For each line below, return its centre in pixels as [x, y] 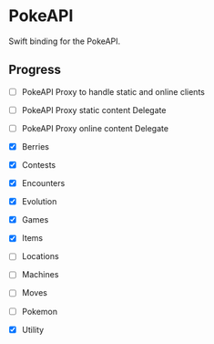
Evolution [39, 202]
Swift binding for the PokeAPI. [65, 41]
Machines [40, 275]
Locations [41, 256]
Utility [33, 329]
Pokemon [40, 311]
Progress [35, 70]
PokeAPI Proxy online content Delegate [95, 128]
